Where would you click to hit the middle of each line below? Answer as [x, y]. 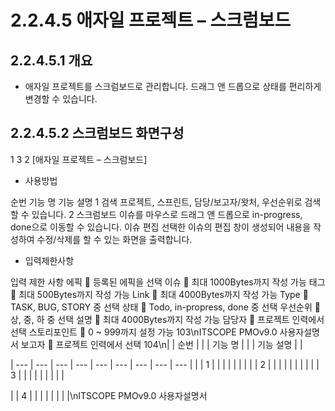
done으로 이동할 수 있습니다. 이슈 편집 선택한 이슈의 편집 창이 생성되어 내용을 [161, 227]
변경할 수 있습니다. [61, 99]
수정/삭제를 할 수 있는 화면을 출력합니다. [114, 239]
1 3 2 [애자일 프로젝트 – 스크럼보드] [79, 159]
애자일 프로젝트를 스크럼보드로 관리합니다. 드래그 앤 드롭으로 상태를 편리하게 [173, 86]
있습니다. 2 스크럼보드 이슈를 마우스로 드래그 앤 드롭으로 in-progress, [167, 214]
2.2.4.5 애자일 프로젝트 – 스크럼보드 [151, 20]
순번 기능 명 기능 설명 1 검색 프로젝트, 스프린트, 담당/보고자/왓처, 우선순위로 [156, 202]
